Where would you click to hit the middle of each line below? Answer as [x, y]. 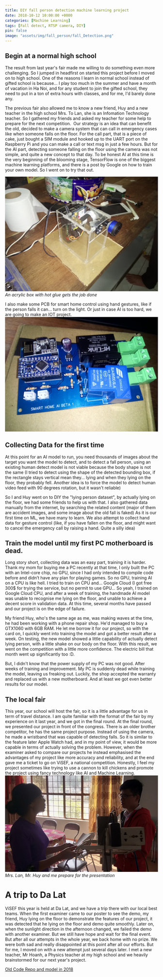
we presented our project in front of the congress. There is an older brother [81, 727]
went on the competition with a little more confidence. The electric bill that [79, 649]
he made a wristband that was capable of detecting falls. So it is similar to [79, 737]
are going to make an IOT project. [38, 314]
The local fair [25, 699]
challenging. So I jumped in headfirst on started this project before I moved [80, 73]
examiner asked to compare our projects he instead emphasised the [73, 753]
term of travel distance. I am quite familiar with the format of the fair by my [79, 716]
